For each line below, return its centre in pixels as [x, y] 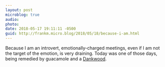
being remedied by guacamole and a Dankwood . [56, 59]
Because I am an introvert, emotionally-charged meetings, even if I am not [82, 48]
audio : [12, 19]
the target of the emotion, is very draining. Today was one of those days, [81, 53]
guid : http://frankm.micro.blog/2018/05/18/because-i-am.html [72, 33]
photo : [12, 24]
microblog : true [22, 15]
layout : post [19, 10]
